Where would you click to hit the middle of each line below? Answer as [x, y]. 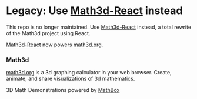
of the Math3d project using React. [48, 33]
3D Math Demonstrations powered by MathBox [63, 90]
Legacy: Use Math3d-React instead [94, 11]
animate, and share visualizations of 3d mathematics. [71, 79]
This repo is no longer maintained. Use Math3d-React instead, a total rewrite [99, 27]
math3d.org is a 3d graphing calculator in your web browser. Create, [89, 73]
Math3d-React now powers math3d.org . [55, 45]
